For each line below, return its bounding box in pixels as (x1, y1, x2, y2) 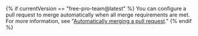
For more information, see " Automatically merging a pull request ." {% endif (5, 18, 192, 24)
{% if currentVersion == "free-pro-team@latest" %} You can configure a (5, 5, 186, 12)
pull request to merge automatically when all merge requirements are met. (5, 11, 190, 18)
